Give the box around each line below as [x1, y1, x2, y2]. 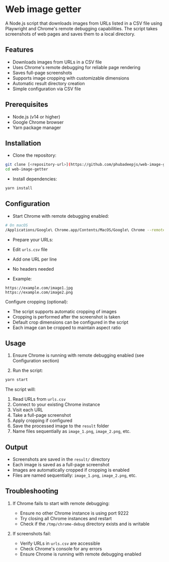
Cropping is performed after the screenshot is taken [12, 314, 121, 320]
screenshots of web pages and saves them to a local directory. [5, 31, 136, 37]
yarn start [5, 377, 28, 383]
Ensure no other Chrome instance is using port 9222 [20, 510, 129, 516]
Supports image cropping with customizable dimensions [12, 75, 129, 81]
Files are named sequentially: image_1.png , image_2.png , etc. [12, 472, 137, 478]
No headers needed [12, 266, 54, 272]
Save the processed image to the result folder [12, 423, 110, 429]
